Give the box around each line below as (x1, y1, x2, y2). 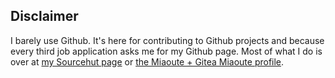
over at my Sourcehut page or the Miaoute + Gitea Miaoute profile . (10, 55, 285, 68)
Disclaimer (10, 8, 79, 25)
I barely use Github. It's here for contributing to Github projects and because (10, 34, 325, 46)
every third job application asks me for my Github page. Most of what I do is (10, 45, 323, 57)
